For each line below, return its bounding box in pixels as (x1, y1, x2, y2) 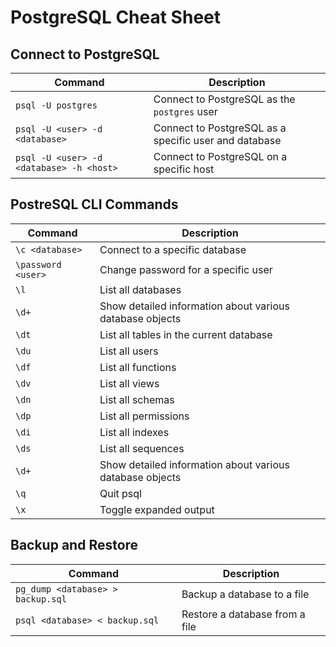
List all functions (99, 360, 177, 374)
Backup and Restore (10, 537, 139, 554)
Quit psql (99, 486, 142, 500)
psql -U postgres (15, 100, 98, 111)
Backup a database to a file (181, 587, 310, 601)
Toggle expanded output (99, 502, 215, 516)
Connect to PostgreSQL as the (153, 92, 296, 106)
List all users (99, 344, 159, 358)
